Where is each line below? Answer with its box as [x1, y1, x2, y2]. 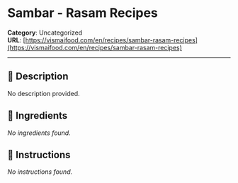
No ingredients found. [7, 129, 71, 137]
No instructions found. [7, 167, 73, 176]
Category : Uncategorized [7, 28, 83, 37]
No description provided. [7, 89, 80, 98]
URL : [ [7, 35, 26, 44]
